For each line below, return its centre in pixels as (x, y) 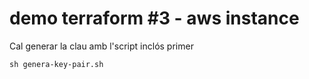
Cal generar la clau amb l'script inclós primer (101, 46)
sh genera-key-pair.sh (56, 64)
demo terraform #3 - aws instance (154, 18)
